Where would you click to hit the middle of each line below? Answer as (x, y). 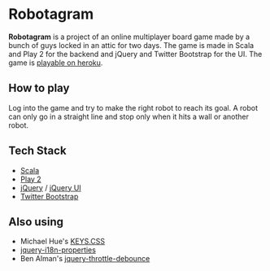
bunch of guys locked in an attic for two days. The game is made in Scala (131, 45)
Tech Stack (37, 151)
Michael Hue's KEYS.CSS (63, 242)
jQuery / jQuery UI (50, 187)
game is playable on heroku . (56, 63)
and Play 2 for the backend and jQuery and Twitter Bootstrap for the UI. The (135, 54)
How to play (39, 88)
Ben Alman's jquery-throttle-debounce (85, 259)
